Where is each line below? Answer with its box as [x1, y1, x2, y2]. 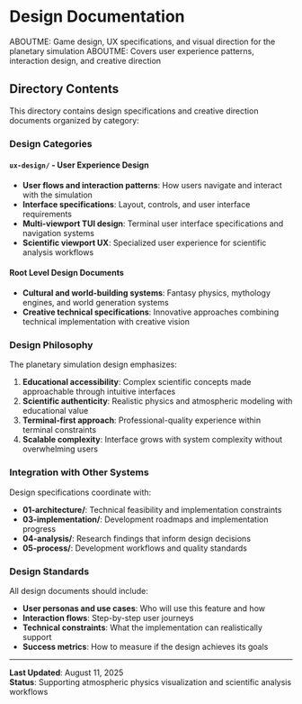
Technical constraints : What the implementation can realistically [22, 622, 263, 633]
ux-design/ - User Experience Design [9, 160, 150, 170]
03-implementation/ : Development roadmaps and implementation [22, 514, 269, 525]
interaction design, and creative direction [9, 55, 162, 66]
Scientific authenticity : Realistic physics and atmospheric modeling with [22, 396, 293, 407]
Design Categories [9, 137, 93, 150]
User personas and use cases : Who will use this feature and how [22, 602, 265, 614]
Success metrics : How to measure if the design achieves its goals [22, 641, 269, 652]
